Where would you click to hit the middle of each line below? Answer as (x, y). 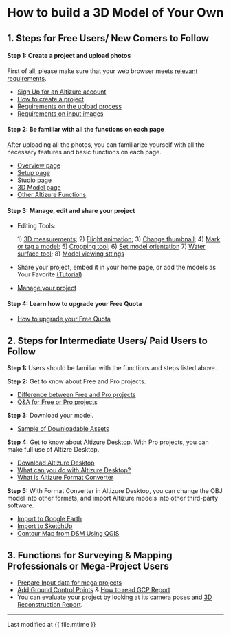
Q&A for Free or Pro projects (57, 402)
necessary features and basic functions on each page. (84, 152)
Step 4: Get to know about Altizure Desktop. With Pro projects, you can (108, 442)
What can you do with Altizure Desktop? (74, 470)
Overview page (38, 165)
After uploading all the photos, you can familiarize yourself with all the (106, 144)
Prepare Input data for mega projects (69, 583)
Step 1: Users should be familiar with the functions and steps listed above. (112, 368)
